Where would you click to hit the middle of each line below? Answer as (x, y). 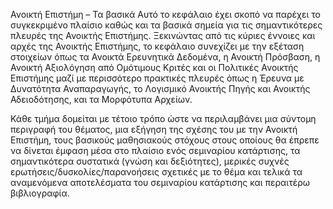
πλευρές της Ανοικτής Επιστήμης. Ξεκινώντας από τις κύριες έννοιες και (163, 35)
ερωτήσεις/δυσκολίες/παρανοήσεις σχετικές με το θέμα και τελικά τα (156, 172)
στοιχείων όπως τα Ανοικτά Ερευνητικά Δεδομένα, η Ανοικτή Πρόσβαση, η (165, 57)
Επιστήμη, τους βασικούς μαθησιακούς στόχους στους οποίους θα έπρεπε (165, 140)
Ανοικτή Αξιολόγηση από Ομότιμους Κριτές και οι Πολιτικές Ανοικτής (154, 67)
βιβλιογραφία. (40, 193)
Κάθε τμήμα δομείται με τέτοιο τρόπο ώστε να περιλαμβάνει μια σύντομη (163, 118)
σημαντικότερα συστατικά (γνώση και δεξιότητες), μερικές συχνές (150, 161)
